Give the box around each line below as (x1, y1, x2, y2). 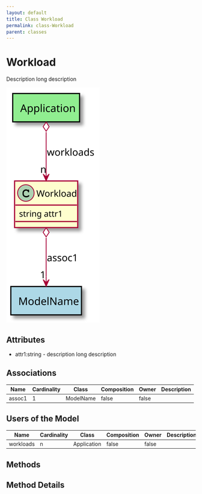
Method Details (6, 480, 65, 490)
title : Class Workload (6, 16, 63, 22)
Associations (6, 368, 57, 378)
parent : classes (6, 29, 47, 35)
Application (73, 440, 102, 448)
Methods (6, 459, 41, 470)
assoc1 (8, 394, 28, 402)
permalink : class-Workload (6, 22, 74, 28)
